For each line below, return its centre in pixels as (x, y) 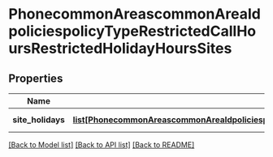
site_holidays (39, 120)
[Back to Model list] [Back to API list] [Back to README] (102, 145)
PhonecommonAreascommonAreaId (135, 14)
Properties (36, 78)
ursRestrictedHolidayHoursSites (120, 49)
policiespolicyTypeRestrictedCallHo (132, 31)
